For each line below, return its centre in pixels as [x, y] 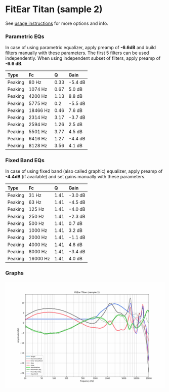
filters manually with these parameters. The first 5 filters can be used [77, 53]
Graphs [14, 273]
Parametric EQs [25, 36]
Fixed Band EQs [25, 160]
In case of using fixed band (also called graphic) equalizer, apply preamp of [84, 171]
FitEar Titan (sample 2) [54, 9]
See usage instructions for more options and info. [57, 23]
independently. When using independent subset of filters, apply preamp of [83, 58]
